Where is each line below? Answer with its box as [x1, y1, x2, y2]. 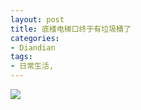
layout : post [10, 14, 65, 25]
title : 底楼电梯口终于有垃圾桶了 [10, 24, 132, 34]
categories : [10, 33, 60, 43]
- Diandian [10, 42, 56, 53]
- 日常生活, [10, 61, 55, 71]
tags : [10, 52, 33, 62]
